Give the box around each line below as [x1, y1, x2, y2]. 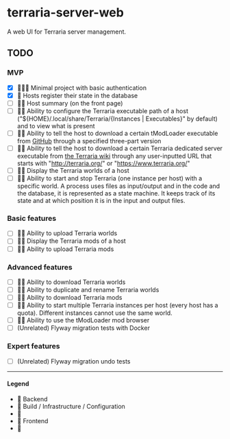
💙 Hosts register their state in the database [16, 91, 138, 99]
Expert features [7, 342, 60, 351]
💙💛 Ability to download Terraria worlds [16, 278, 126, 286]
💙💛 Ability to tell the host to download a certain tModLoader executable [16, 129, 218, 137]
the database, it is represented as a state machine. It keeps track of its [16, 189, 216, 198]
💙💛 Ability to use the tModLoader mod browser [16, 316, 150, 324]
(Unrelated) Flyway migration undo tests [16, 357, 131, 365]
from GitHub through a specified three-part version [16, 137, 162, 145]
